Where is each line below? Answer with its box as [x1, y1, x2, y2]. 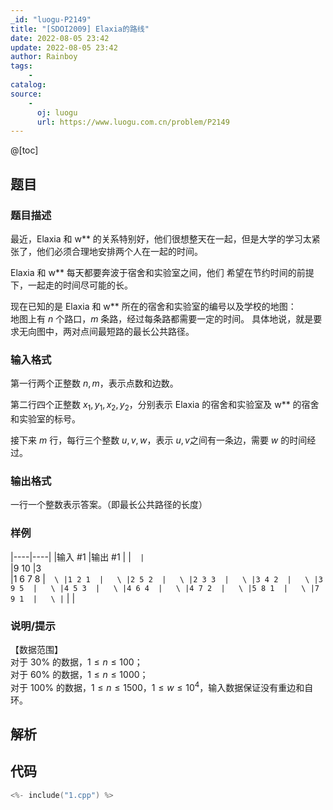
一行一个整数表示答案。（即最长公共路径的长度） [10, 499, 208, 511]
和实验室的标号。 [10, 413, 81, 425]
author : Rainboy [10, 52, 78, 62]
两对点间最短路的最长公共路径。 [62, 325, 195, 337]
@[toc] [10, 144, 39, 156]
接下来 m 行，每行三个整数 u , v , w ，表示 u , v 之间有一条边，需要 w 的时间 [10, 434, 308, 446]
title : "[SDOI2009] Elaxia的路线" [10, 24, 150, 34]
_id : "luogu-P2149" [10, 14, 92, 25]
